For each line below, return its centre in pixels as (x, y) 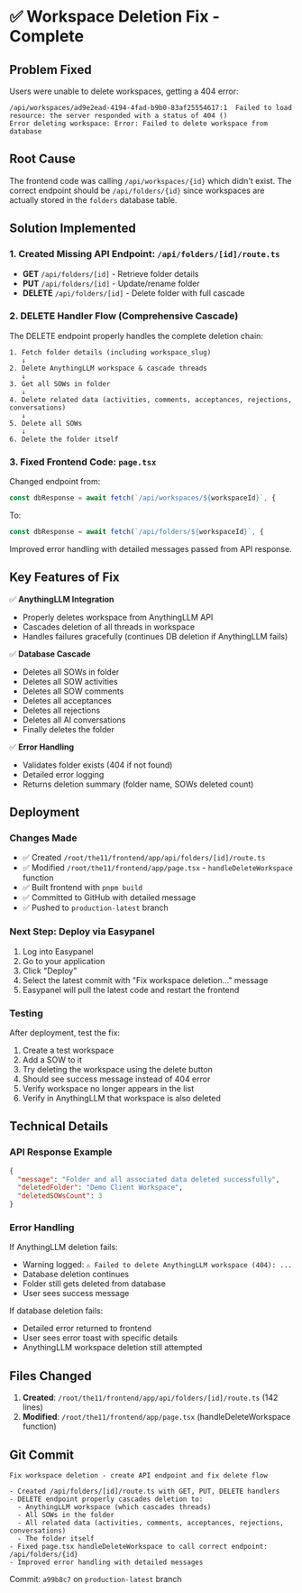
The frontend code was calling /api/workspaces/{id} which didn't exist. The (151, 180)
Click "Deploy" (50, 971)
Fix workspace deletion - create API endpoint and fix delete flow (139, 1475)
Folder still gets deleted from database (94, 1284)
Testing (26, 1013)
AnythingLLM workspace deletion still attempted (112, 1348)
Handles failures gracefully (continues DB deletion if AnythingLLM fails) (155, 636)
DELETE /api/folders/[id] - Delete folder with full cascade (133, 293)
